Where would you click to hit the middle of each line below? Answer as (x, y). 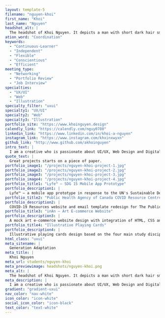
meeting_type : (20, 70)
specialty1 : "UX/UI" (26, 111)
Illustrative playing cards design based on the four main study (78, 234)
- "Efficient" (24, 65)
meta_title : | (20, 253)
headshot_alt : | (22, 28)
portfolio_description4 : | (33, 230)
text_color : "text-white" (31, 308)
